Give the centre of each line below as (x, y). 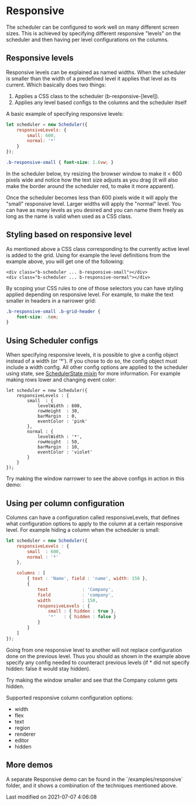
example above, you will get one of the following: (65, 261)
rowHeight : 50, (59, 442)
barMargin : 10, (59, 447)
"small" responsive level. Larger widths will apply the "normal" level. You (94, 203)
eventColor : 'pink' (62, 421)
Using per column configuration (65, 503)
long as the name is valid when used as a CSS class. (69, 216)
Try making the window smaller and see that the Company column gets (92, 680)
